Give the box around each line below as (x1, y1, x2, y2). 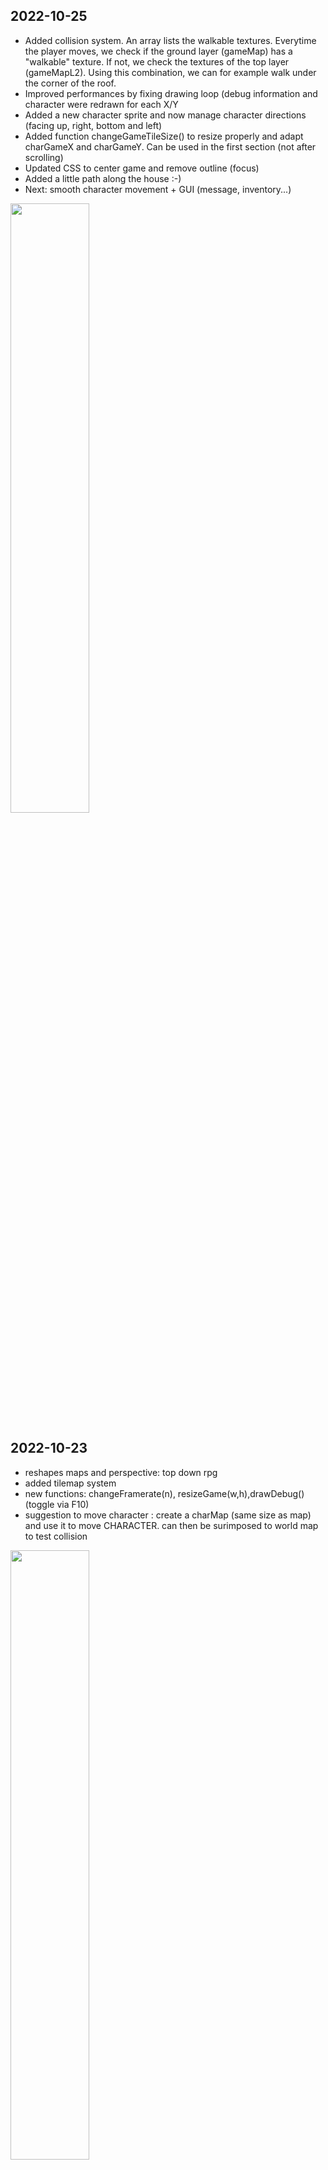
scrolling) (24, 151, 64, 163)
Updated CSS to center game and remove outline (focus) (24, 162, 260, 174)
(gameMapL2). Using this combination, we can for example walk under (24, 66, 317, 78)
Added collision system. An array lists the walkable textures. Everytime (24, 34, 317, 46)
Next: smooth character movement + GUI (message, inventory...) (24, 183, 292, 195)
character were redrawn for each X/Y (24, 98, 179, 110)
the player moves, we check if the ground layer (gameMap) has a (24, 45, 293, 57)
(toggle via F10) (24, 1498, 90, 1510)
